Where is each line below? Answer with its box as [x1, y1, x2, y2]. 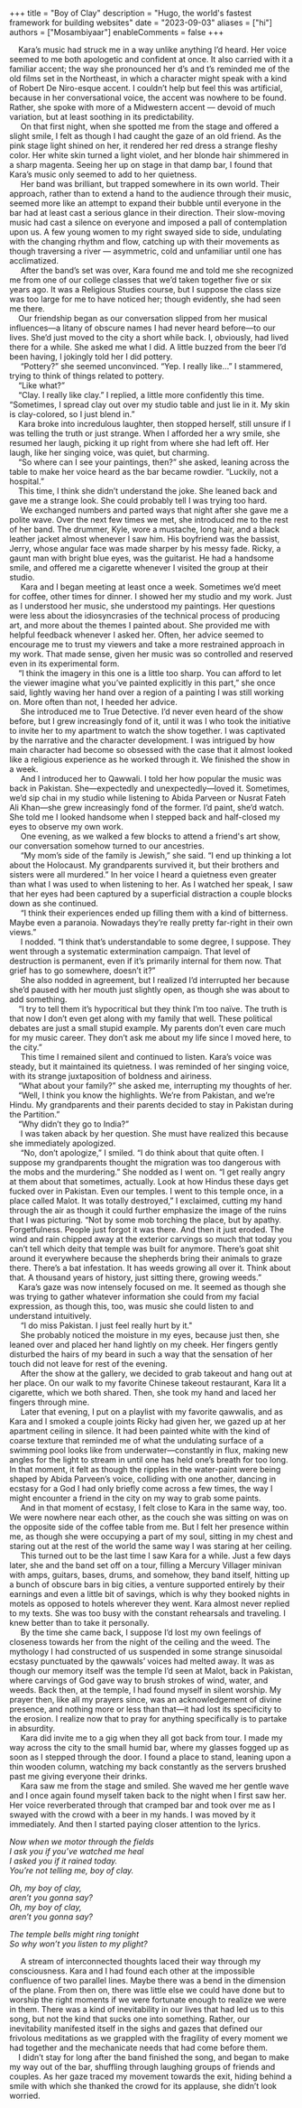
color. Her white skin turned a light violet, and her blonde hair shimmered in [9, 150, 289, 161]
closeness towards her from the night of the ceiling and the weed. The [9, 1637, 270, 1647]
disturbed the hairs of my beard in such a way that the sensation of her [9, 1349, 273, 1360]
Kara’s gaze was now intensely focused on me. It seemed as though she [17, 1282, 287, 1292]
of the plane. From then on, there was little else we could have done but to [9, 1985, 286, 1995]
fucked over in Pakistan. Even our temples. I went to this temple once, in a [9, 1186, 284, 1196]
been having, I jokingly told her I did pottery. [9, 351, 173, 362]
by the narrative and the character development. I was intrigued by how [9, 735, 275, 746]
